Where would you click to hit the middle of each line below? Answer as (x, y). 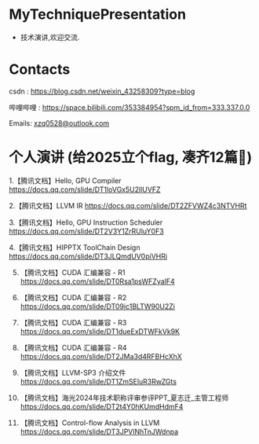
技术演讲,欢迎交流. (50, 37)
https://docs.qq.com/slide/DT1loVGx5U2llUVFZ (85, 189)
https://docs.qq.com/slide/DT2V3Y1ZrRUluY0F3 (86, 231)
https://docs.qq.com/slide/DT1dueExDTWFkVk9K (100, 331)
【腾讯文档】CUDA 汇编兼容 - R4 (74, 347)
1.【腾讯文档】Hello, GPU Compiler (65, 180)
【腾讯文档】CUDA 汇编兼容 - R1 (73, 272)
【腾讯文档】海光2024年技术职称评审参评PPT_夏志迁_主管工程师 (124, 398)
